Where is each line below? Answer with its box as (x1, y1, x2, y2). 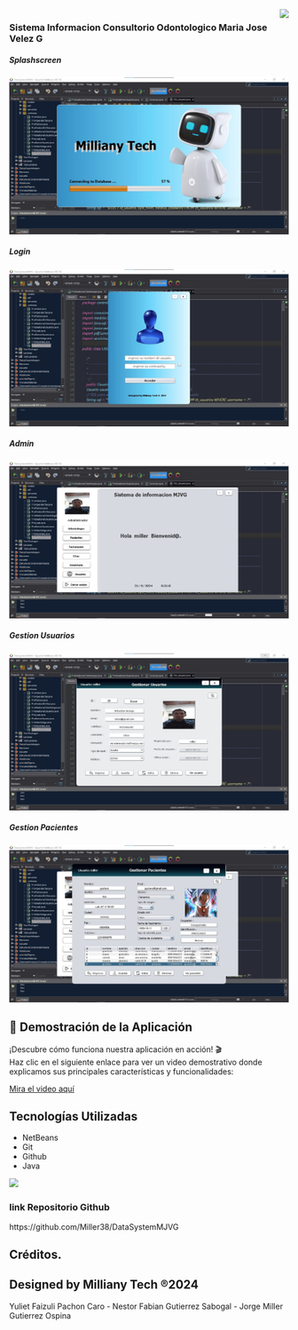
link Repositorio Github (9, 1201, 111, 1214)
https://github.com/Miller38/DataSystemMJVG (9, 1221, 179, 1232)
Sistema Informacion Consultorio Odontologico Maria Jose (9, 21, 268, 34)
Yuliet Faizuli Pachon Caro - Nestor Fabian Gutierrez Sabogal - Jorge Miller (9, 1301, 284, 1311)
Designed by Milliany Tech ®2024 (9, 1278, 200, 1293)
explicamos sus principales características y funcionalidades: (9, 1065, 234, 1077)
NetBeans (21, 1132, 59, 1144)
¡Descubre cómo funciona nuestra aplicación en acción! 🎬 (9, 1043, 222, 1055)
